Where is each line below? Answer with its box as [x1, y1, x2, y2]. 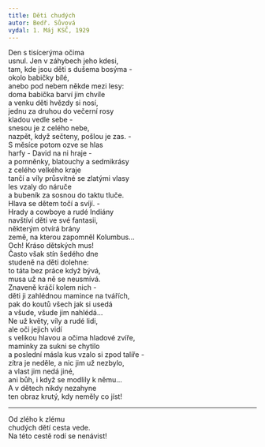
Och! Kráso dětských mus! [8, 241, 95, 250]
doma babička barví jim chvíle [8, 90, 106, 100]
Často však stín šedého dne [8, 250, 99, 259]
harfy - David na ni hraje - [8, 148, 92, 158]
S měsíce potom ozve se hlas [8, 140, 104, 150]
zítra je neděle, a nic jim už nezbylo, [8, 359, 125, 368]
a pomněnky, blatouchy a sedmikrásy [8, 157, 130, 167]
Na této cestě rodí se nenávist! [8, 431, 108, 441]
